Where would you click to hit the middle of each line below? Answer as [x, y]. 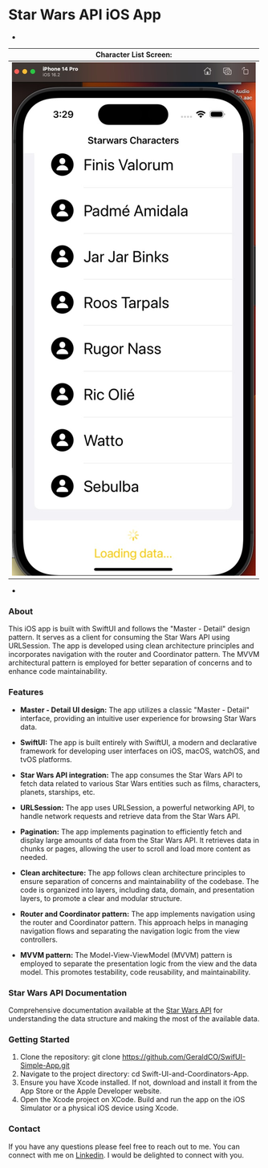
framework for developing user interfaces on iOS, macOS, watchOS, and [140, 751]
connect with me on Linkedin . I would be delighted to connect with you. [126, 1155]
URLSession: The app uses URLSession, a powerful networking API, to [137, 807]
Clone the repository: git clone [70, 1057]
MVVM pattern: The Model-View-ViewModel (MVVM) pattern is [126, 955]
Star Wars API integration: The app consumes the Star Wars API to [131, 775]
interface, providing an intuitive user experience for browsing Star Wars [138, 718]
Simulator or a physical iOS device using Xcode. [99, 1108]
